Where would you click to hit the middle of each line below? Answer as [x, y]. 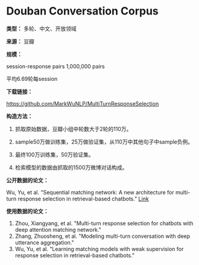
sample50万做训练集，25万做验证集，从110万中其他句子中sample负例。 [104, 142]
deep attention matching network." [58, 229]
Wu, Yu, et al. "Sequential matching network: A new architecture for [90, 192]
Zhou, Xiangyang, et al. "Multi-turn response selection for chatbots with [104, 223]
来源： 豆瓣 [20, 41]
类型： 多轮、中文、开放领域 [41, 28]
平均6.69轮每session [32, 78]
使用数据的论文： [27, 211]
